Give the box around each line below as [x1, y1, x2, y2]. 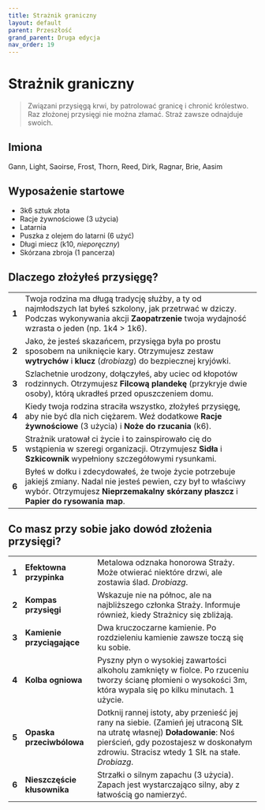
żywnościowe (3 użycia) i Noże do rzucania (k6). [24, 420, 211, 431]
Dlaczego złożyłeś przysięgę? [8, 270, 159, 284]
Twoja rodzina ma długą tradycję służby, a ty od [24, 293, 202, 304]
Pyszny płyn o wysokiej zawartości [97, 655, 227, 666]
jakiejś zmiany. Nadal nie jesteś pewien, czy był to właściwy [24, 476, 246, 487]
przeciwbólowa [24, 737, 84, 748]
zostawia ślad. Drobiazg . [97, 577, 188, 588]
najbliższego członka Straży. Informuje [97, 600, 241, 611]
